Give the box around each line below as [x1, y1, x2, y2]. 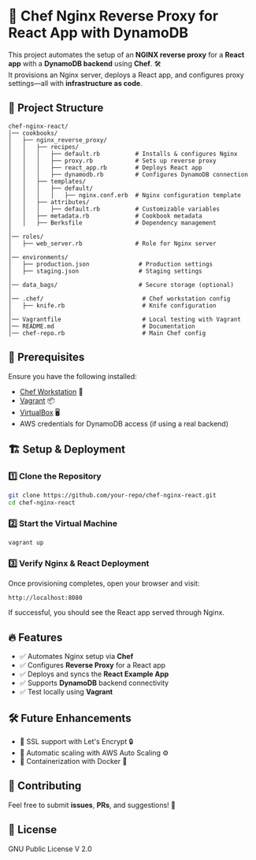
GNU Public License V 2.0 [8, 843, 92, 854]
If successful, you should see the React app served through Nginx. [8, 608, 224, 617]
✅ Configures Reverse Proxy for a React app [19, 661, 166, 670]
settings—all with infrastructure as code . [8, 78, 143, 87]
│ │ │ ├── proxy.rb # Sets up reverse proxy [8, 157, 217, 165]
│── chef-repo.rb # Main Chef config [8, 329, 206, 337]
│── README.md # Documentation [8, 322, 195, 330]
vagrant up [8, 539, 44, 547]
